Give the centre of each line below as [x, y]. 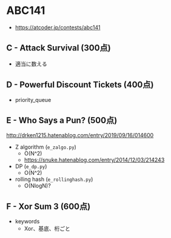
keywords [27, 222]
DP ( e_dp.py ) [31, 166]
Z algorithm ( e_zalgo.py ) [46, 147]
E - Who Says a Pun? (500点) [62, 120]
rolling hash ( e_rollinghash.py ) [54, 179]
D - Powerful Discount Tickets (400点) [80, 85]
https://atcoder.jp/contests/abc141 [58, 27]
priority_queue [33, 100]
